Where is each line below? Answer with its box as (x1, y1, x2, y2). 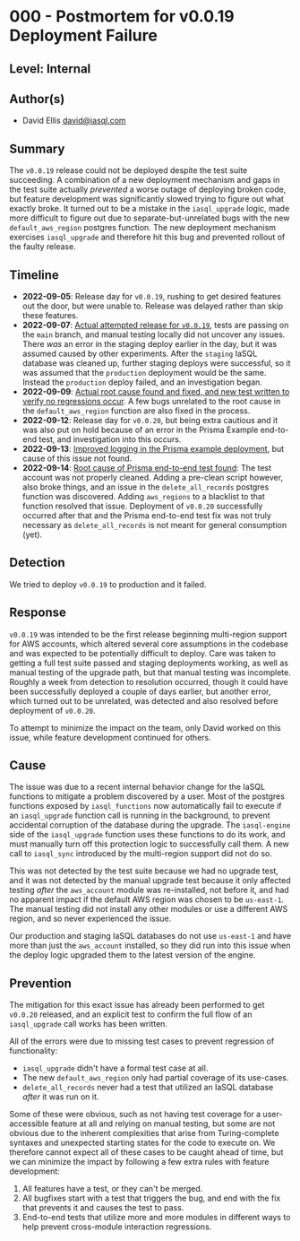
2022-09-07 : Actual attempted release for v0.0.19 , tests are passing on (21, 320, 289, 331)
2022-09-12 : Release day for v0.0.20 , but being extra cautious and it (21, 415, 279, 426)
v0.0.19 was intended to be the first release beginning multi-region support (9, 629, 287, 639)
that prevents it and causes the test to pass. (21, 1202, 184, 1213)
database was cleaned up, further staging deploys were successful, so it (21, 358, 291, 369)
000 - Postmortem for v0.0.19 (9, 6, 235, 27)
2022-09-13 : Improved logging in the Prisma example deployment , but (21, 444, 285, 455)
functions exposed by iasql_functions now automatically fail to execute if (9, 801, 282, 811)
